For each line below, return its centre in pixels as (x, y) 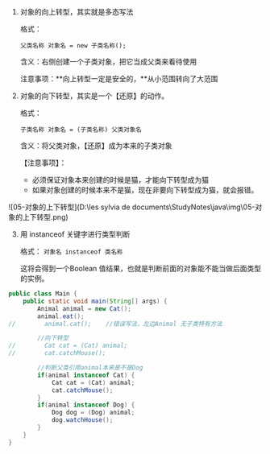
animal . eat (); (61, 316)
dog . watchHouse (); (82, 420)
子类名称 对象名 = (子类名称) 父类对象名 (81, 130)
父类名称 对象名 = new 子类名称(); (73, 46)
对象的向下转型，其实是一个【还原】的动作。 (94, 96)
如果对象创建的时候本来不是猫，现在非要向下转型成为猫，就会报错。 (145, 190)
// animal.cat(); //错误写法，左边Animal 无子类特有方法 (116, 324)
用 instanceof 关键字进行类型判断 (75, 234)
